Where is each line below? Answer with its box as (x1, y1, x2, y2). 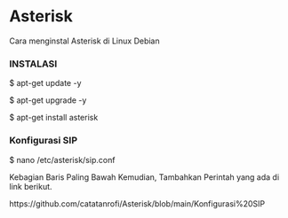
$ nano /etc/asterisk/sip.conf (9, 154, 116, 165)
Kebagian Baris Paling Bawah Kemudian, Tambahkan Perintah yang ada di (9, 171, 280, 183)
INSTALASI (9, 58, 58, 70)
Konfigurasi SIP (9, 135, 78, 147)
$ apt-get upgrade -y (9, 95, 87, 105)
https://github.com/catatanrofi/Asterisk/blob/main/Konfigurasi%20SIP (9, 198, 265, 209)
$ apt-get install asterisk (9, 113, 99, 123)
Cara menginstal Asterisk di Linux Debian (9, 35, 160, 46)
